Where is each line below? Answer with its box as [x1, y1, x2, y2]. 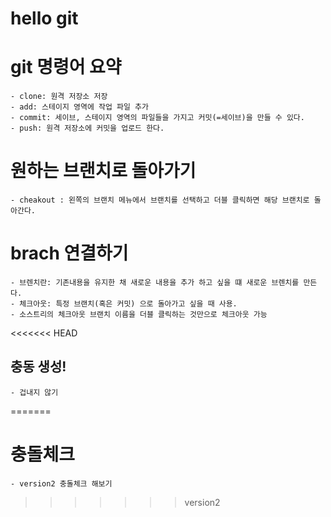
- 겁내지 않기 [10, 387, 59, 397]
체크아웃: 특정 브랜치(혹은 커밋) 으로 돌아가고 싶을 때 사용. [19, 299, 238, 309]
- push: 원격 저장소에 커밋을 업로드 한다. [10, 123, 165, 134]
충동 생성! [10, 358, 67, 376]
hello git [10, 7, 79, 30]
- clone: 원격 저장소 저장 [10, 92, 108, 102]
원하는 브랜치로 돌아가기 [10, 160, 197, 182]
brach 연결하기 [10, 242, 129, 265]
